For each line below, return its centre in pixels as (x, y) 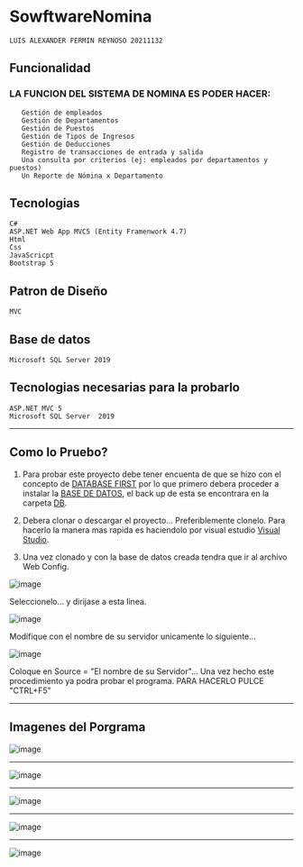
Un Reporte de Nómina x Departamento (92, 176)
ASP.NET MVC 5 (36, 408)
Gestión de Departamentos (70, 120)
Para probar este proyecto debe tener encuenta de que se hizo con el (151, 474)
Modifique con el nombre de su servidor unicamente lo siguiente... (133, 636)
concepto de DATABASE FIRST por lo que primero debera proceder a (151, 483)
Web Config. (46, 566)
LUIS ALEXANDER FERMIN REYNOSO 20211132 (87, 41)
